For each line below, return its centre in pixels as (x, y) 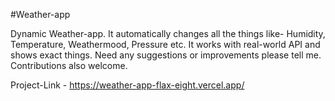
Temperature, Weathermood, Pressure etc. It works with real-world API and (165, 44)
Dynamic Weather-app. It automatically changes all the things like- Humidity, (168, 33)
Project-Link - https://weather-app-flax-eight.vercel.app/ (127, 85)
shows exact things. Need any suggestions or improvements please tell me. (166, 55)
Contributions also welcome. (69, 65)
